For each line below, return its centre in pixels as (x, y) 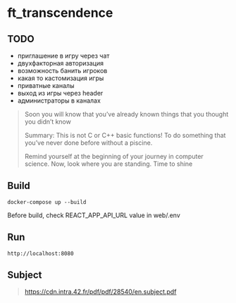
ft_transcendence (60, 13)
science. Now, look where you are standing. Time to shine (108, 164)
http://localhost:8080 (41, 253)
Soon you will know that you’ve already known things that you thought (126, 114)
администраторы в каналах (59, 101)
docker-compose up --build (47, 202)
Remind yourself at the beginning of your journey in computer (114, 156)
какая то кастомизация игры (61, 78)
